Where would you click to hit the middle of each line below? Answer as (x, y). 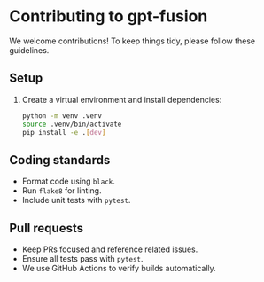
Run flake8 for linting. (62, 191)
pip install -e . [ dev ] (64, 132)
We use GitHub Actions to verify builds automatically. (119, 268)
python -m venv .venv (62, 116)
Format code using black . (68, 181)
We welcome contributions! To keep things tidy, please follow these (132, 41)
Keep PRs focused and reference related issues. (110, 249)
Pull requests (47, 228)
